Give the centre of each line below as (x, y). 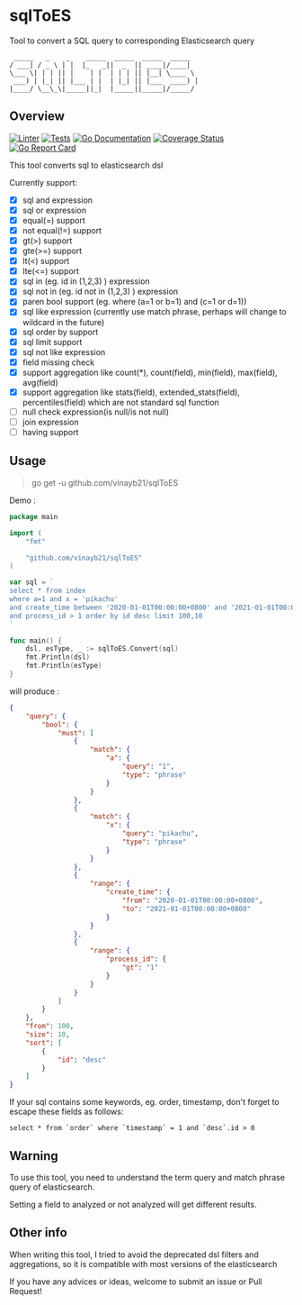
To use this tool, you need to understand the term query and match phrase (147, 1177)
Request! (26, 1291)
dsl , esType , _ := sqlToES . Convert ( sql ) (102, 649)
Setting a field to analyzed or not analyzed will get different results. (133, 1204)
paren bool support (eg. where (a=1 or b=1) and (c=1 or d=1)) (134, 302)
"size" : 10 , (48, 1035)
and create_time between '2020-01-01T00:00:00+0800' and (118, 607)
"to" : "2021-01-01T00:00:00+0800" (187, 908)
